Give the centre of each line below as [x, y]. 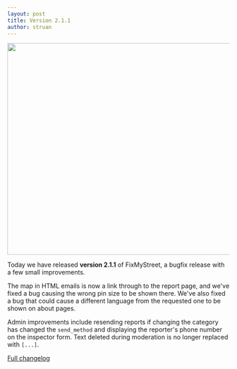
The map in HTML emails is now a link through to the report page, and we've [119, 286]
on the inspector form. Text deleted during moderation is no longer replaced [118, 337]
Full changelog [29, 358]
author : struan [30, 27]
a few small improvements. [46, 272]
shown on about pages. [42, 308]
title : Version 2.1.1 [39, 20]
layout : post [26, 14]
